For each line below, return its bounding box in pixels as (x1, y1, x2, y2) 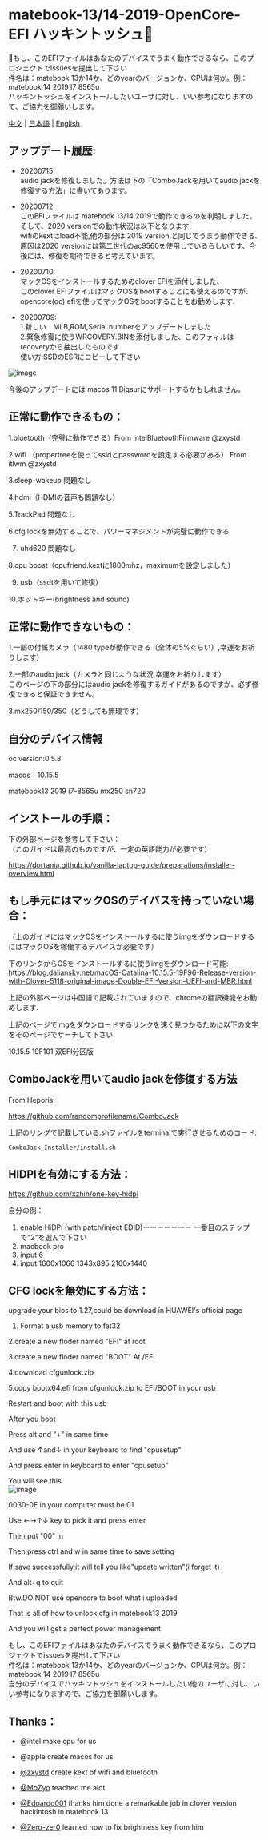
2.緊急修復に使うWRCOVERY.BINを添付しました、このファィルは (19, 332, 234, 341)
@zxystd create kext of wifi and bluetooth (19, 1767, 158, 1777)
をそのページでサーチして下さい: (8, 1029, 116, 1039)
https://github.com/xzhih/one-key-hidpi (8, 1189, 138, 1199)
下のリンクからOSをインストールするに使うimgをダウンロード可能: (8, 958, 229, 968)
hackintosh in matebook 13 (19, 1806, 109, 1816)
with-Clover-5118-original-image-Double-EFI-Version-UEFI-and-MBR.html (8, 976, 253, 985)
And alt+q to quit (8, 1578, 64, 1587)
